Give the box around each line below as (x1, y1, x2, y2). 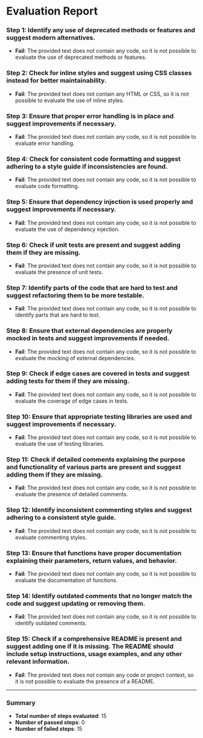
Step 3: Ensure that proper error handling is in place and (6, 112, 174, 120)
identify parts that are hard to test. (14, 311, 101, 319)
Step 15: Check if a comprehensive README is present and (6, 635, 182, 643)
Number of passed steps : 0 (14, 719, 85, 726)
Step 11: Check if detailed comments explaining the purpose (6, 455, 185, 464)
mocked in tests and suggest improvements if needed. (6, 334, 170, 343)
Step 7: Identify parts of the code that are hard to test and (6, 283, 178, 292)
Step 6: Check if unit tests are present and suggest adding (6, 241, 181, 249)
